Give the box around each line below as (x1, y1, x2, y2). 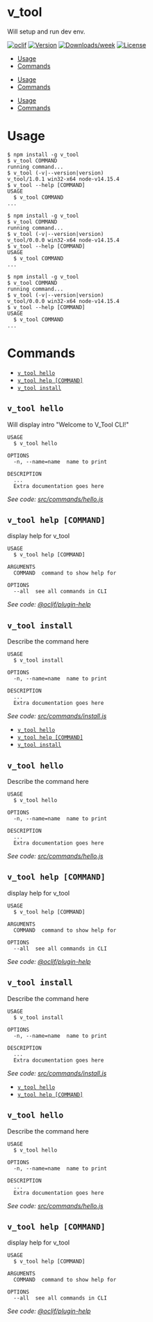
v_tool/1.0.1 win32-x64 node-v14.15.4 (7, 175, 120, 182)
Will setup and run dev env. (7, 27, 86, 36)
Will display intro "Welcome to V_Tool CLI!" (7, 420, 129, 429)
